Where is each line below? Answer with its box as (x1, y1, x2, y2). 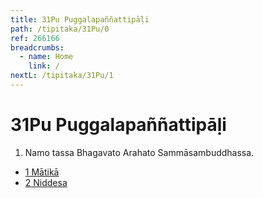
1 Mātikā (24, 166, 60, 178)
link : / (28, 61, 60, 71)
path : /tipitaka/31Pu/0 (10, 24, 110, 34)
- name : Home (19, 52, 74, 62)
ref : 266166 (10, 33, 60, 43)
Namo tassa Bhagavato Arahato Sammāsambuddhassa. (24, 146, 255, 158)
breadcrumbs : (10, 42, 65, 53)
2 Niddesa (24, 176, 68, 188)
